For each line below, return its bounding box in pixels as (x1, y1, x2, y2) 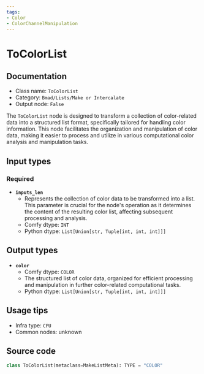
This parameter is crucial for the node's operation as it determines (24, 202, 192, 209)
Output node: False (15, 101, 64, 108)
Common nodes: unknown (15, 328, 82, 335)
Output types (6, 245, 58, 256)
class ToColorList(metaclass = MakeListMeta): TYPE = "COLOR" (6, 362, 164, 368)
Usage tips (6, 305, 48, 316)
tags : (6, 9, 20, 15)
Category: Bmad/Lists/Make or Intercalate (15, 94, 124, 101)
